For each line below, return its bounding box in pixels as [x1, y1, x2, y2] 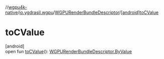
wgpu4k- [8, 4, 28, 10]
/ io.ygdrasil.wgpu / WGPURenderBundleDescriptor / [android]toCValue [17, 9, 159, 15]
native [5, 9, 18, 15]
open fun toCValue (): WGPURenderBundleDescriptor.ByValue [5, 48, 132, 54]
